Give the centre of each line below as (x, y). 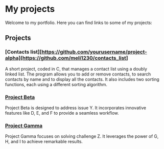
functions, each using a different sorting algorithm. (56, 84)
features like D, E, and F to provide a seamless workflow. (62, 113)
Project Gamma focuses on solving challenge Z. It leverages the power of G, (82, 136)
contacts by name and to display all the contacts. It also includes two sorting (82, 79)
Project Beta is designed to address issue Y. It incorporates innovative (76, 108)
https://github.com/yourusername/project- (94, 52)
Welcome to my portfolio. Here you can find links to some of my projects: (79, 23)
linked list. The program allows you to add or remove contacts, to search (78, 74)
